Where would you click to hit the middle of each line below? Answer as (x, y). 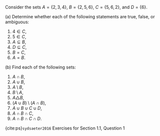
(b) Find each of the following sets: (40, 67)
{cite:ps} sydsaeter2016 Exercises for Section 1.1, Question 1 (65, 128)
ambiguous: (17, 22)
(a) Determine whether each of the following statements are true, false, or (80, 17)
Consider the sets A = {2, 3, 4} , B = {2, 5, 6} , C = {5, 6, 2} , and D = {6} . (76, 7)
